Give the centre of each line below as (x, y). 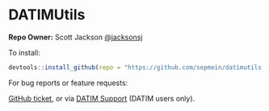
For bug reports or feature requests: (68, 83)
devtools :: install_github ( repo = (65, 67)
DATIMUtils (47, 15)
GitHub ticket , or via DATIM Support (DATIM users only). (102, 98)
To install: (24, 52)
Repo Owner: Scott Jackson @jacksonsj (76, 37)
